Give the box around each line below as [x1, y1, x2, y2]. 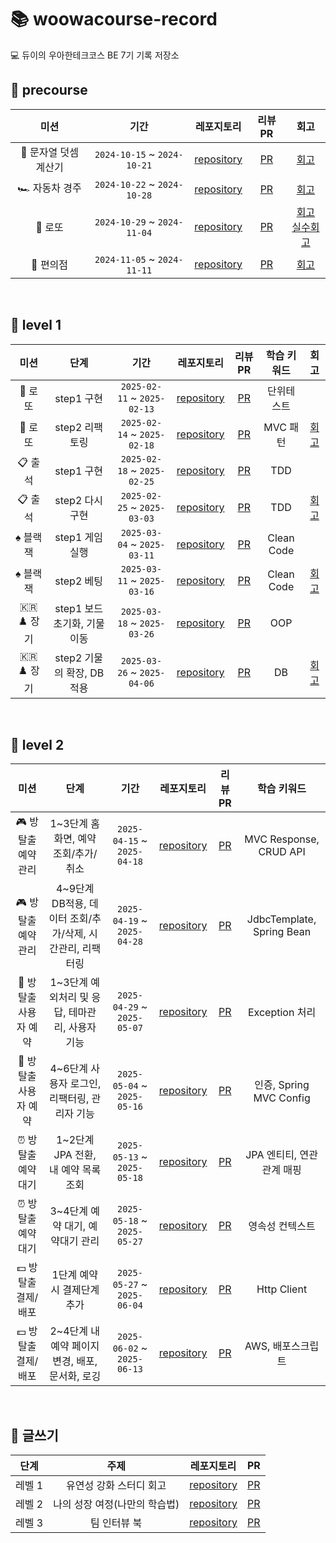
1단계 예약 [51, 1268, 98, 1282]
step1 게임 [54, 530, 104, 544]
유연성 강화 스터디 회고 [66, 1479, 167, 1493]
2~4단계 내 [49, 1324, 101, 1338]
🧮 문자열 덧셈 [20, 145, 79, 159]
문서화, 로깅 [49, 1369, 102, 1383]
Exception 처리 [247, 1006, 317, 1020]
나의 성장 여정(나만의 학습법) [53, 1497, 180, 1511]
